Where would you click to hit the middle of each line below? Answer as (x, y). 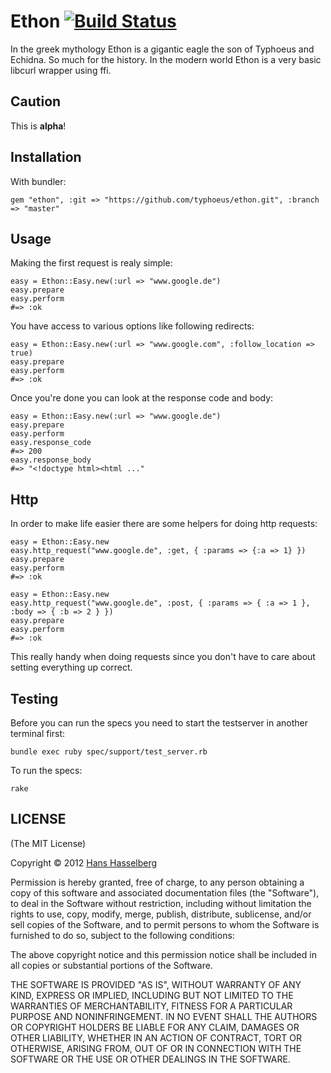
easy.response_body (51, 460)
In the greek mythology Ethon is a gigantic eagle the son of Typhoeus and (162, 49)
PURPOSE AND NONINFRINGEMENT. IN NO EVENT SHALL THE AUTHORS (164, 1016)
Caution (36, 101)
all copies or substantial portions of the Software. (111, 965)
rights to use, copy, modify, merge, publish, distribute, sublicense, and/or (161, 914)
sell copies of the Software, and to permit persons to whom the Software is (165, 924)
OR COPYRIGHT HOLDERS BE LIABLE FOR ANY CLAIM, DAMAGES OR (155, 1027)
